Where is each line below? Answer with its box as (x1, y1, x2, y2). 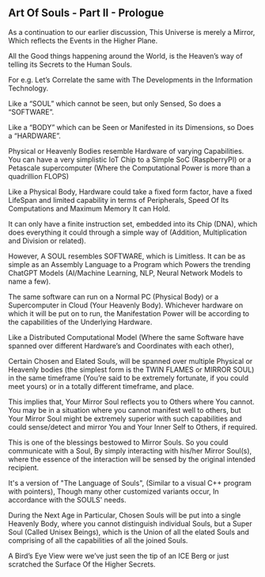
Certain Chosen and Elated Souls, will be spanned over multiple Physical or (8, 356, 253, 365)
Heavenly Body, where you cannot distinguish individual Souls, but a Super (8, 518, 252, 528)
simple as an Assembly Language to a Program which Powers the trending (8, 259, 251, 269)
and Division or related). (8, 235, 87, 245)
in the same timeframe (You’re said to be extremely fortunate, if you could (8, 373, 249, 383)
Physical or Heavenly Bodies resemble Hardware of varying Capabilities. (8, 146, 244, 155)
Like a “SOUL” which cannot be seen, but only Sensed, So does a (8, 98, 221, 108)
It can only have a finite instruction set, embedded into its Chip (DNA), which (8, 219, 258, 228)
